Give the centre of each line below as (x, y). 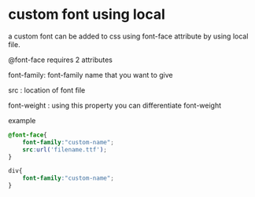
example (22, 120)
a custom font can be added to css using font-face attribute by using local (128, 36)
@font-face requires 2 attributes (60, 60)
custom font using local (87, 15)
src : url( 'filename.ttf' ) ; (65, 150)
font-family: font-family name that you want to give (91, 75)
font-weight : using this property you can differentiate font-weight (115, 105)
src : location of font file (47, 90)
